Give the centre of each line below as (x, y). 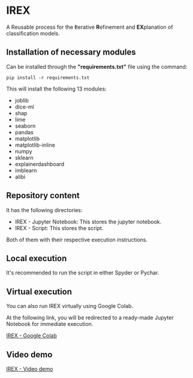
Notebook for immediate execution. (50, 324)
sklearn (24, 158)
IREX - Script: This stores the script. (59, 228)
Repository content (43, 196)
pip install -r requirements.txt (48, 78)
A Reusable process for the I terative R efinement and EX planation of (90, 27)
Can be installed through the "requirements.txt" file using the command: (97, 66)
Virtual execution (39, 291)
